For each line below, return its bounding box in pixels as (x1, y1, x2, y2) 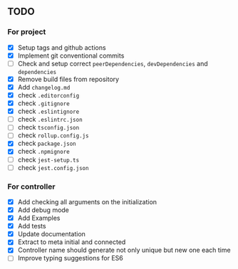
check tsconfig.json (17, 123, 80, 132)
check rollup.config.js (17, 131, 89, 139)
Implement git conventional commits (17, 51, 125, 60)
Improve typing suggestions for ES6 (17, 254, 123, 263)
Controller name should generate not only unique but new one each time (17, 246, 231, 255)
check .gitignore (17, 99, 70, 107)
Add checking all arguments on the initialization (17, 197, 157, 206)
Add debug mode (17, 206, 70, 214)
